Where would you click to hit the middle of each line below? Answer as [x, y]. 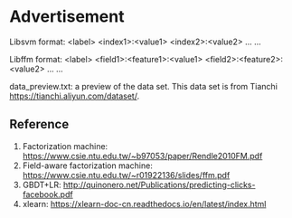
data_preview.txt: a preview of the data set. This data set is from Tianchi [144, 86]
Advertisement [67, 17]
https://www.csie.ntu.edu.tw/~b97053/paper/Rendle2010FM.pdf [142, 156]
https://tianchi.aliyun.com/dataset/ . [75, 96]
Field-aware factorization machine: [88, 166]
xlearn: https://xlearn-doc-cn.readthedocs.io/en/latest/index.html [144, 204]
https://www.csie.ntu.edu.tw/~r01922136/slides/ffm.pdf [126, 175]
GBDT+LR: [42, 185]
